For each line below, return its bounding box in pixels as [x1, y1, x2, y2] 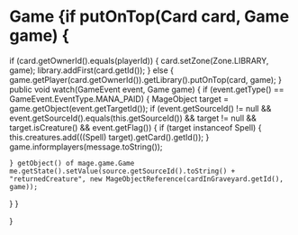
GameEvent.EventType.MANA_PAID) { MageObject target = [9, 93, 230, 104]
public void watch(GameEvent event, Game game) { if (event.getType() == [9, 84, 284, 95]
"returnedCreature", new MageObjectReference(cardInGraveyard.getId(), [9, 174, 284, 184]
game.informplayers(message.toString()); [9, 141, 164, 152]
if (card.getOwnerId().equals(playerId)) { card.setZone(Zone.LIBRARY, [9, 55, 269, 66]
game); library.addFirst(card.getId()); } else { [9, 65, 174, 76]
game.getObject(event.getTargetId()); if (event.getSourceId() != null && [9, 103, 272, 113]
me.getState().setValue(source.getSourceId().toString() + [9, 167, 236, 176]
